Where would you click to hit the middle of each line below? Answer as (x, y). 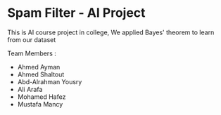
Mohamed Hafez (42, 97)
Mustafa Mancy (40, 104)
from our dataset (32, 39)
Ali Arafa (30, 89)
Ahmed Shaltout (41, 74)
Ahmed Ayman (39, 67)
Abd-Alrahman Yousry (50, 81)
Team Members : (32, 53)
